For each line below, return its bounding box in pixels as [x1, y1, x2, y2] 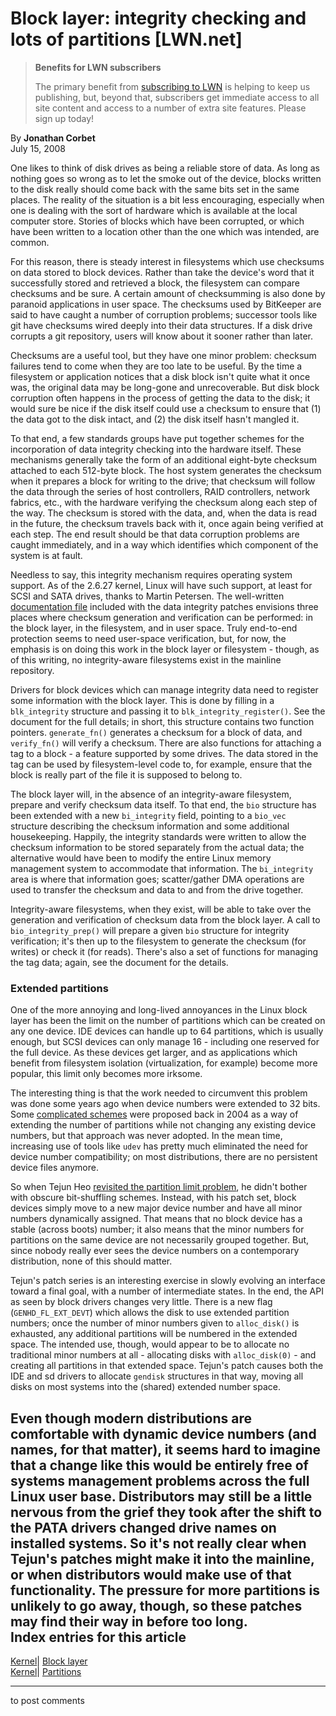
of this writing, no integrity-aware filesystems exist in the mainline [10, 653, 282, 666]
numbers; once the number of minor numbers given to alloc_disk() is [10, 1317, 300, 1329]
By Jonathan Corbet [10, 132, 96, 144]
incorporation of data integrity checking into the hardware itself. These [10, 443, 302, 455]
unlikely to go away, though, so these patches [10, 1597, 303, 1614]
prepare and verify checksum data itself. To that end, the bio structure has [10, 798, 317, 811]
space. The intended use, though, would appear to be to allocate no [10, 1338, 290, 1351]
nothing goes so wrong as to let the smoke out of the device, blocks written [10, 172, 322, 184]
